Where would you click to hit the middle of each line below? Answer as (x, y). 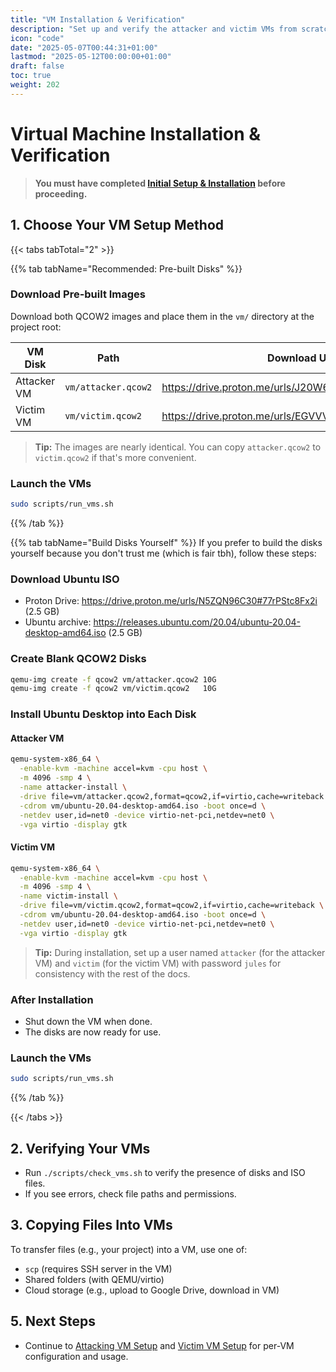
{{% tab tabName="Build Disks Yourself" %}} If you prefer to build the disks (166, 542)
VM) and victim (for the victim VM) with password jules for (158, 963)
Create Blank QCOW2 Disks (78, 659)
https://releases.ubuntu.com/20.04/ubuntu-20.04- (197, 622)
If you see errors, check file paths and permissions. (130, 1193)
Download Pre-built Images (78, 294)
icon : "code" (37, 38)
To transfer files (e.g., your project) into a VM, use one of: (129, 1249)
